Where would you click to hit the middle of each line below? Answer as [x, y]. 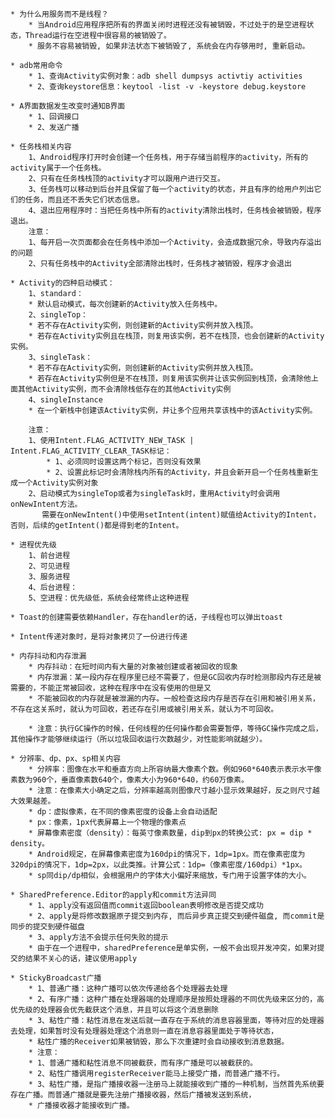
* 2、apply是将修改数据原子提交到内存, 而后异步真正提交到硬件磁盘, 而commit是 [176, 916]
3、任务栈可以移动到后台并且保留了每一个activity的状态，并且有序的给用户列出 [171, 189]
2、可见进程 [49, 566]
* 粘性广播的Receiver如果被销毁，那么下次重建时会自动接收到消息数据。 [159, 1042]
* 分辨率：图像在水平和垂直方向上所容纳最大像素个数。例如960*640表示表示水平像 [175, 769]
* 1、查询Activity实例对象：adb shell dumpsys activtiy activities [165, 76]
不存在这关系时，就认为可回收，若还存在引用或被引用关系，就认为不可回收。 [144, 709]
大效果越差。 [33, 801]
